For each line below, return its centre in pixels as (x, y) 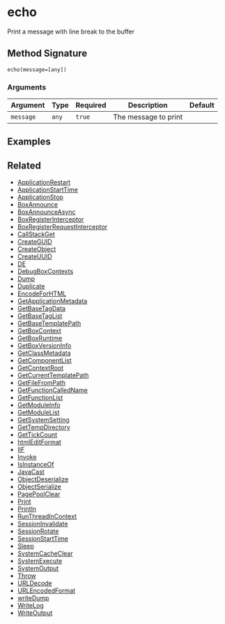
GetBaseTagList (40, 316)
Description (148, 106)
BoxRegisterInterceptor (51, 219)
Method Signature (47, 53)
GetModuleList (38, 412)
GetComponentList (44, 361)
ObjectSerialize (39, 487)
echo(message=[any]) (37, 70)
